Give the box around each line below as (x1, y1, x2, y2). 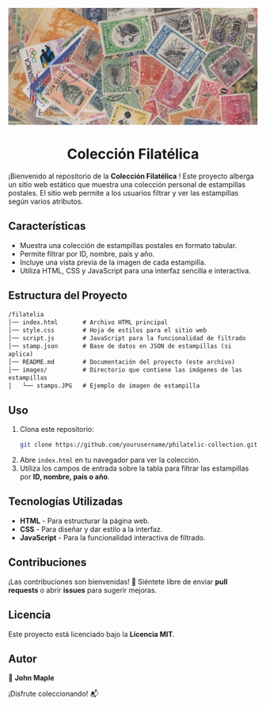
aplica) (8, 350, 34, 358)
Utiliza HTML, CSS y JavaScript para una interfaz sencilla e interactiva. (19, 265, 251, 275)
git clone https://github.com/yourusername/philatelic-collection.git (19, 441, 258, 449)
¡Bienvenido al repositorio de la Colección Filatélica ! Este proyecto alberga (8, 171, 255, 181)
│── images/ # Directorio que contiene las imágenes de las (8, 366, 243, 374)
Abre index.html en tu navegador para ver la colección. (19, 456, 201, 465)
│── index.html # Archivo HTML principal (8, 319, 169, 326)
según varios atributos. (8, 197, 84, 206)
